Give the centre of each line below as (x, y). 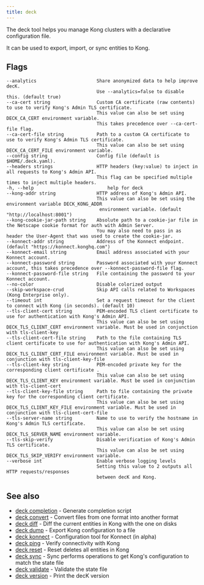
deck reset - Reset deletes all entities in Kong (72, 550)
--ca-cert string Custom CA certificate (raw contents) (101, 102)
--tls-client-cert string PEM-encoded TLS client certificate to (102, 311)
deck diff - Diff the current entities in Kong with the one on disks (96, 524)
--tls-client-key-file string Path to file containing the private (99, 392)
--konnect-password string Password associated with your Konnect (102, 263)
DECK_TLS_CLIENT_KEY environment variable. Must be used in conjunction (101, 381)
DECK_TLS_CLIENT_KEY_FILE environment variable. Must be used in (91, 408)
